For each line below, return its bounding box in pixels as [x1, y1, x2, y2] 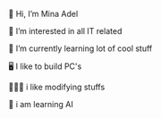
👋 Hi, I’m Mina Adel [8, 9, 79, 19]
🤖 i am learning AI [8, 99, 73, 109]
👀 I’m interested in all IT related [8, 26, 123, 36]
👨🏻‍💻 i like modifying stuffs [8, 81, 106, 92]
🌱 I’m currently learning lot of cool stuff [8, 43, 153, 54]
